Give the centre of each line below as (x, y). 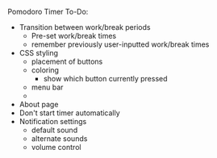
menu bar (47, 87)
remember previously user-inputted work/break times (120, 44)
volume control (56, 147)
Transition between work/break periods (85, 27)
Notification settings (53, 121)
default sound (54, 130)
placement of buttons (67, 61)
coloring (45, 70)
